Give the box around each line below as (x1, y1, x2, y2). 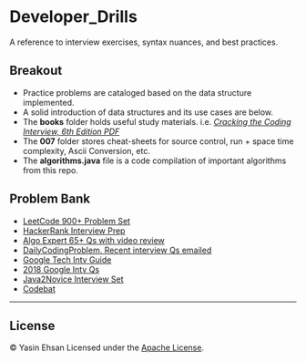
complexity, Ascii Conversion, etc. (22, 145, 150, 156)
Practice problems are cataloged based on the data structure (22, 87, 252, 98)
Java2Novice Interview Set (22, 274, 125, 284)
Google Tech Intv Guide (22, 253, 112, 265)
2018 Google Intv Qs (22, 264, 100, 274)
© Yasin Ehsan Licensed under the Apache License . (9, 342, 205, 353)
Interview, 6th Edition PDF (22, 126, 120, 137)
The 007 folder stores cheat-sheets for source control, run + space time (22, 135, 294, 147)
